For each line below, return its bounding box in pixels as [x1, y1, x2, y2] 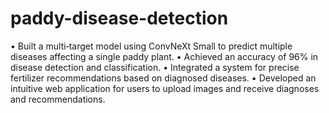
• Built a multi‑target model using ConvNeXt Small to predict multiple [10, 40, 293, 52]
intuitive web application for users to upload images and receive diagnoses [10, 82, 320, 94]
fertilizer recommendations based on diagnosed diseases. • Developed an [10, 72, 317, 84]
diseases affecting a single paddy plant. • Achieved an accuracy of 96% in [10, 50, 319, 62]
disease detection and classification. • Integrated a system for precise [10, 61, 300, 73]
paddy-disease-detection [10, 7, 229, 30]
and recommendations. [10, 93, 106, 105]
